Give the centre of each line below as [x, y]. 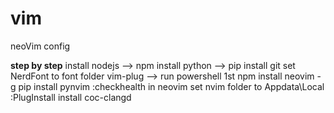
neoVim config [40, 46]
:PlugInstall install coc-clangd [71, 97]
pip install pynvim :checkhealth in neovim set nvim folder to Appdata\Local [171, 86]
